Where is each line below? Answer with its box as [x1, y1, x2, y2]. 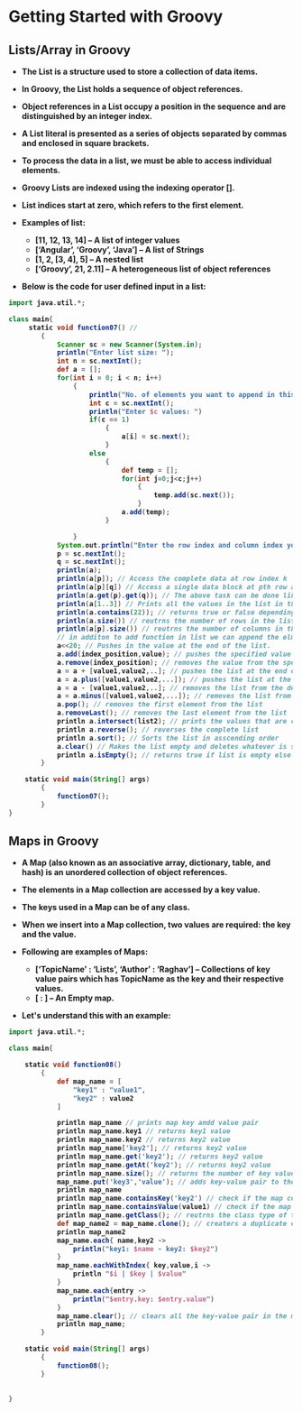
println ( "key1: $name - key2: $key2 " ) [72, 1244, 219, 1253]
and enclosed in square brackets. [21, 138, 150, 148]
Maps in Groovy [8, 834, 99, 849]
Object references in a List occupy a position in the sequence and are [21, 101, 286, 112]
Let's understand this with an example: [21, 1010, 171, 1021]
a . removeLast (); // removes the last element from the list [56, 708, 288, 718]
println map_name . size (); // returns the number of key [56, 1168, 271, 1178]
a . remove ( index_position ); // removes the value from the [56, 658, 279, 667]
